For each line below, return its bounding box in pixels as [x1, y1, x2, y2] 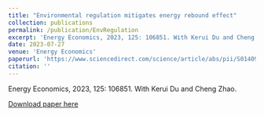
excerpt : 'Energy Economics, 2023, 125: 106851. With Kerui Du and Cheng [8, 33, 255, 42]
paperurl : [8, 56, 41, 63]
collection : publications [8, 19, 93, 27]
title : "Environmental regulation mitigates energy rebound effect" [8, 11, 237, 20]
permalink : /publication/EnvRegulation [8, 26, 139, 34]
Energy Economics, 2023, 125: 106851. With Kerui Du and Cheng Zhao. [8, 84, 237, 93]
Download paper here [8, 99, 79, 108]
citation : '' [8, 63, 51, 71]
